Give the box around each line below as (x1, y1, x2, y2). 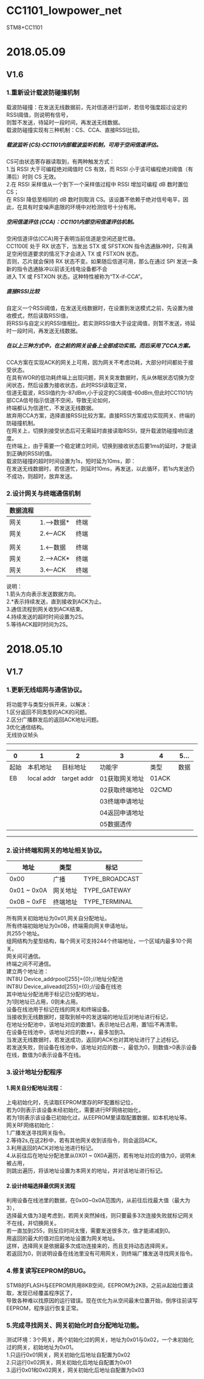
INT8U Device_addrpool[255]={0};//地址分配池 (6, 976, 123, 983)
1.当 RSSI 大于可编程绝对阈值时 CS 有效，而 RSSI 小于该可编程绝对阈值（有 (6, 165, 194, 173)
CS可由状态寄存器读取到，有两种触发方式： (6, 157, 115, 165)
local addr (27, 774, 56, 782)
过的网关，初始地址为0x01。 (6, 1344, 77, 1351)
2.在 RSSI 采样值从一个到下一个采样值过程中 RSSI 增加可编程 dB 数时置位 (6, 180, 189, 188)
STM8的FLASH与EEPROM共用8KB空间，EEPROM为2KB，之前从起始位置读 (6, 1281, 194, 1288)
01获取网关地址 (99, 774, 144, 782)
